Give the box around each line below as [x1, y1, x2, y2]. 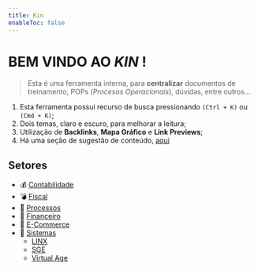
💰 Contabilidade [19, 180, 74, 190]
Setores [8, 158, 47, 172]
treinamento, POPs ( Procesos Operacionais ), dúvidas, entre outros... [27, 87, 251, 97]
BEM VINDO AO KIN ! [8, 53, 148, 71]
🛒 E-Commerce [19, 220, 70, 229]
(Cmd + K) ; [19, 111, 54, 120]
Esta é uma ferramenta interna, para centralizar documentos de [27, 79, 236, 88]
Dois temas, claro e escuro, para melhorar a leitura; [19, 119, 187, 128]
